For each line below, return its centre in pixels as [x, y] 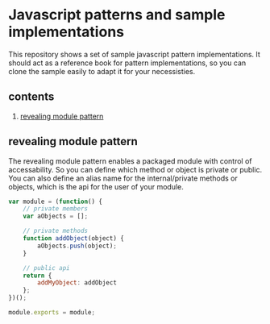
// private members [56, 209]
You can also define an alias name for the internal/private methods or [123, 178]
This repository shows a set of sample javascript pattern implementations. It [134, 54]
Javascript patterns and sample [117, 15]
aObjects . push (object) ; [77, 246]
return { [37, 276]
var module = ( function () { [56, 201]
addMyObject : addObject [77, 283]
